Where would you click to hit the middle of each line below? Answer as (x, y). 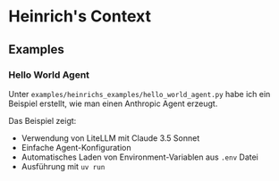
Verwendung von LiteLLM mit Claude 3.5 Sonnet (110, 138)
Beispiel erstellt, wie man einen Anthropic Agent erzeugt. (113, 103)
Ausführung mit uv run (63, 166)
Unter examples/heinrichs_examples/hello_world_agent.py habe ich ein (139, 94)
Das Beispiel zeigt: (42, 120)
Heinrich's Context (80, 16)
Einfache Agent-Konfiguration (76, 147)
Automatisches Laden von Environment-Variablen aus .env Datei (139, 157)
